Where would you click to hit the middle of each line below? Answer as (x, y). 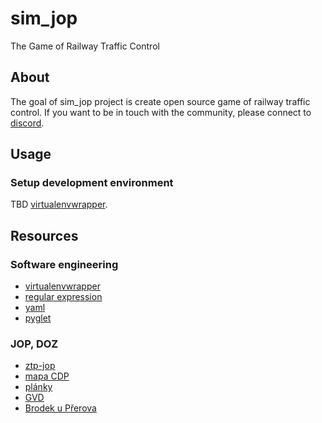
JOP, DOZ (34, 344)
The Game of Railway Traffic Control (85, 46)
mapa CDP (47, 376)
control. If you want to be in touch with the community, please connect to (161, 112)
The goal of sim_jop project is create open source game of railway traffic (160, 101)
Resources (44, 235)
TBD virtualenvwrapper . (59, 204)
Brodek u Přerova (60, 408)
